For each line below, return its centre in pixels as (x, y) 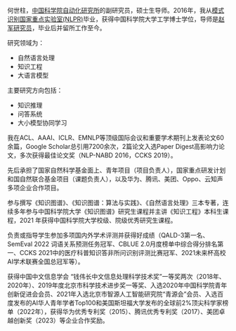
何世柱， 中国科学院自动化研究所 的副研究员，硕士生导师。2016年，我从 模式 (116, 10)
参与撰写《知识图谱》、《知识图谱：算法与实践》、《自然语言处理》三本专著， (115, 203)
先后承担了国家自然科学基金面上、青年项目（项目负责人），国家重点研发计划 (117, 170)
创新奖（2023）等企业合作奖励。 (61, 320)
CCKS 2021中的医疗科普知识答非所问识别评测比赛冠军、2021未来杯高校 (123, 253)
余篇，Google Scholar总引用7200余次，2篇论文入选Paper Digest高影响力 (113, 147)
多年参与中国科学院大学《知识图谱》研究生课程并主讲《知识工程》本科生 (118, 212)
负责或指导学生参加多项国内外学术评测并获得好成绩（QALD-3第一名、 (108, 235)
